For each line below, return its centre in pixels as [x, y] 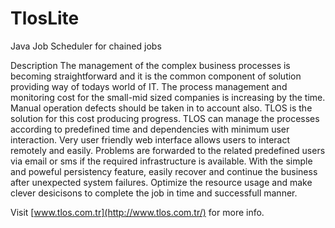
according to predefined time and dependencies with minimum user [150, 129]
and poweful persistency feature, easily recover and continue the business [164, 171]
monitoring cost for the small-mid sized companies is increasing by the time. [168, 97]
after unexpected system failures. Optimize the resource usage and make [161, 182]
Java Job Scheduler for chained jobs [86, 46]
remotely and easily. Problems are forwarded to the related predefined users [168, 150]
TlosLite [45, 18]
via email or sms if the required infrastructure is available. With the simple [161, 161]
